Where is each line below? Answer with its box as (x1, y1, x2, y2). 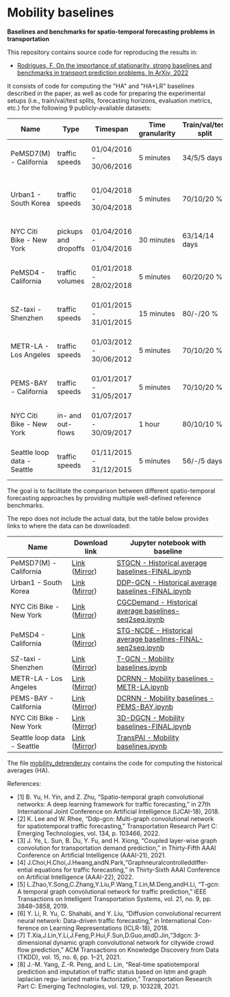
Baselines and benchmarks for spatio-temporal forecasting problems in (7, 27, 216, 36)
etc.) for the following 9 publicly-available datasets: (7, 103, 152, 112)
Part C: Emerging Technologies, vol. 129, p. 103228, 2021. (16, 982, 180, 990)
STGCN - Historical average (116, 558, 207, 567)
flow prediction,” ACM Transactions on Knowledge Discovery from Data (16, 946, 219, 954)
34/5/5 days (182, 153, 222, 162)
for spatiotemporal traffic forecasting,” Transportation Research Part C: (16, 822, 218, 830)
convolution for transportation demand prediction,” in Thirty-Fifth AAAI (16, 844, 216, 852)
